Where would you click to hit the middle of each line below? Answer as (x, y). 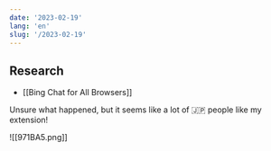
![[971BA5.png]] (38, 138)
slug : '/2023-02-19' (48, 34)
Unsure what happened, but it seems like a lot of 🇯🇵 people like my (135, 110)
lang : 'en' (30, 26)
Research (37, 71)
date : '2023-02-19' (46, 18)
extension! (29, 120)
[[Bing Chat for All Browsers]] (77, 93)
